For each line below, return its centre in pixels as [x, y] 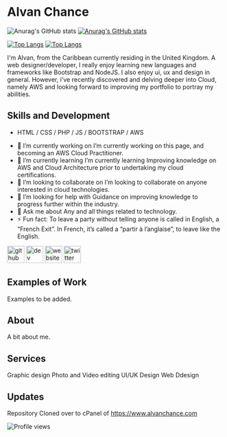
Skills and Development [59, 116]
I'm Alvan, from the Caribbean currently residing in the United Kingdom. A [111, 57]
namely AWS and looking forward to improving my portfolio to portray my [110, 87]
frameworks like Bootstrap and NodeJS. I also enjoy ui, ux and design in [109, 72]
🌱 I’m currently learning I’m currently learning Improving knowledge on [117, 160]
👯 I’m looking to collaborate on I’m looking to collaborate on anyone [112, 182]
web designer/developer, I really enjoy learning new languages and [102, 65]
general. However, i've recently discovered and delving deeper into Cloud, [112, 79]
